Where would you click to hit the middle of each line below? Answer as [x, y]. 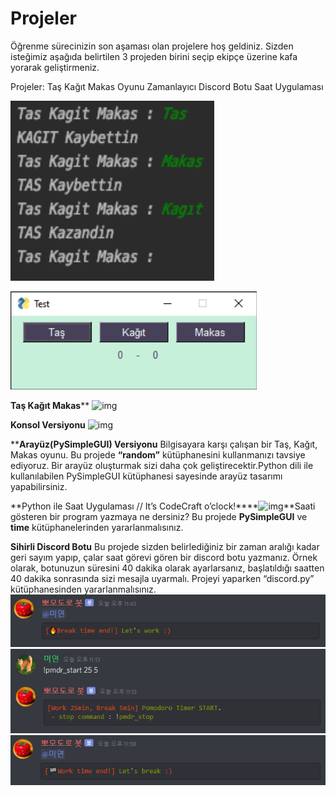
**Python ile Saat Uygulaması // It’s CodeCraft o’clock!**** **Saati [163, 506]
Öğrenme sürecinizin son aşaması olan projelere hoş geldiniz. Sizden [152, 46]
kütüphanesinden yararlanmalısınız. [83, 589]
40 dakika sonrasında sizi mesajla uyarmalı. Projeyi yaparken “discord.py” [162, 578]
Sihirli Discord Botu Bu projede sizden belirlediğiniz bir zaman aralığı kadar [165, 546]
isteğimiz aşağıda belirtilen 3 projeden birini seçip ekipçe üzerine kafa [154, 56]
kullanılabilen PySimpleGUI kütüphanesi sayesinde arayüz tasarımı [146, 476]
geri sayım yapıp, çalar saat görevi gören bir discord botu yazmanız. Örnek [164, 557]
